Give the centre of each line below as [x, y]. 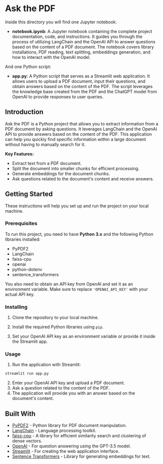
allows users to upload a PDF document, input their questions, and [79, 81]
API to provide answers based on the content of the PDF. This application [79, 134]
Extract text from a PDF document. [47, 163]
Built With [20, 414]
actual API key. [20, 294]
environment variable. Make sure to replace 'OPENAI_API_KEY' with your [77, 289]
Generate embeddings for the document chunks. [61, 174]
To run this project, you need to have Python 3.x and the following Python [79, 234]
